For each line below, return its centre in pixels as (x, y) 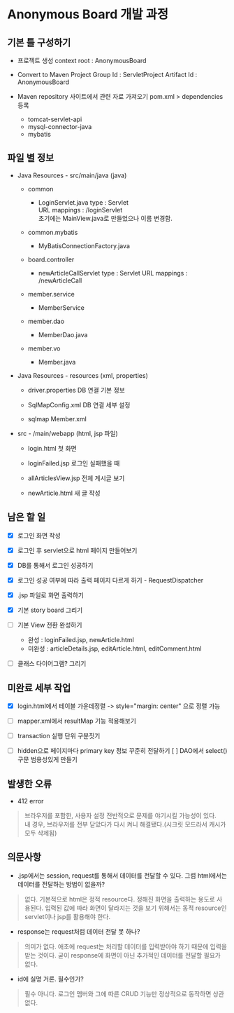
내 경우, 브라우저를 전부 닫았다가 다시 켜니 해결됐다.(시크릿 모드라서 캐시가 (125, 824)
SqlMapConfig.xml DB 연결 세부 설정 (79, 404)
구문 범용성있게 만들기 (47, 760)
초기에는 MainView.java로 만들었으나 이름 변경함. (105, 218)
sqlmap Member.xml (57, 419)
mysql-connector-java (60, 127)
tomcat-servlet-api (55, 119)
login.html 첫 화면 (52, 448)
